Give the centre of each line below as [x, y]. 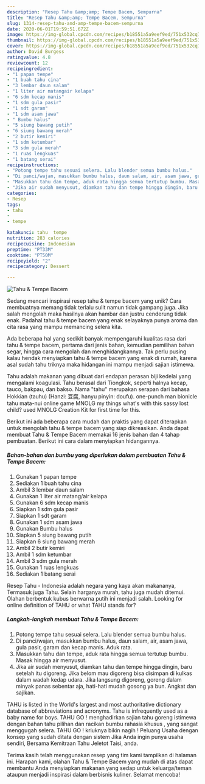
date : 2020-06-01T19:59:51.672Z [48, 29]
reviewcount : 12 [27, 63]
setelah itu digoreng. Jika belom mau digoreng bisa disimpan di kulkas [104, 673]
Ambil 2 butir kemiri [40, 548]
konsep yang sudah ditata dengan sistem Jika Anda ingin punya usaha [95, 737]
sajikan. [25, 693]
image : [15, 35]
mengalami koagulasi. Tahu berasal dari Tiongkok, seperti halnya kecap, [97, 383]
